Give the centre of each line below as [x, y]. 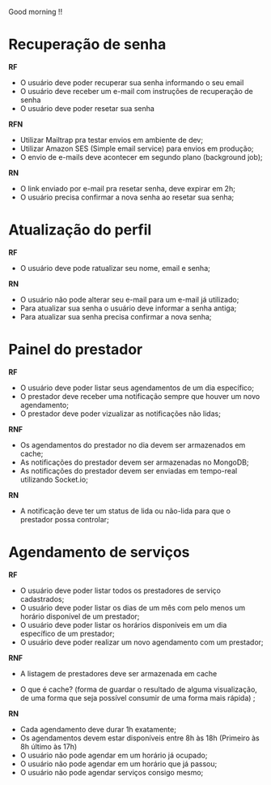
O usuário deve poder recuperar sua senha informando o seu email [132, 82]
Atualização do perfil [80, 230]
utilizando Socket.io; [54, 479]
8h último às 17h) [49, 746]
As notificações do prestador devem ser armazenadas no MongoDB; [134, 462]
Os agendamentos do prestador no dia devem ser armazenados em [133, 444]
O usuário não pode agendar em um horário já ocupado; [114, 755]
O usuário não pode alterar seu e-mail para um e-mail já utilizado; [129, 299]
